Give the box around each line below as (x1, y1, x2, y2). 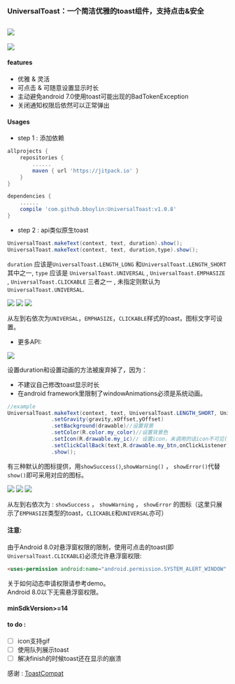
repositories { (20, 154, 64, 161)
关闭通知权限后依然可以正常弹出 (17, 101, 110, 109)
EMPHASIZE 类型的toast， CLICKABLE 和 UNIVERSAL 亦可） (20, 509, 168, 517)
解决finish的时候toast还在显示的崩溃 (17, 654, 122, 662)
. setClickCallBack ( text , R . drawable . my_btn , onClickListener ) (51, 442, 230, 449)
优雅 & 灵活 (17, 75, 50, 83)
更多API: (17, 337, 42, 346)
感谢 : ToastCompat (7, 669, 64, 677)
